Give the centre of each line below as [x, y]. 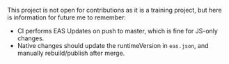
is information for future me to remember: [67, 17]
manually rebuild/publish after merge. [71, 53]
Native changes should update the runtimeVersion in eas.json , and [113, 46]
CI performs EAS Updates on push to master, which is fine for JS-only [117, 31]
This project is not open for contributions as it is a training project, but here [114, 10]
